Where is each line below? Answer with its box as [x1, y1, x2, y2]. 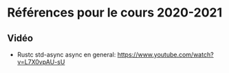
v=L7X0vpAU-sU [17, 58, 65, 66]
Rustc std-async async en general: [17, 50, 116, 59]
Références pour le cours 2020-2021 [7, 5, 222, 21]
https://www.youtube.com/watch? [117, 50, 215, 59]
